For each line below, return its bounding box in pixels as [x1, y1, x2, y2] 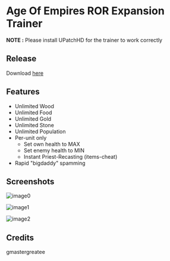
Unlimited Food [14, 109, 52, 116]
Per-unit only [14, 134, 47, 141]
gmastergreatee [6, 249, 46, 256]
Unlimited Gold [14, 115, 52, 122]
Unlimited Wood [14, 102, 55, 109]
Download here [6, 70, 43, 77]
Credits [6, 232, 34, 243]
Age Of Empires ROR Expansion [6, 4, 165, 18]
